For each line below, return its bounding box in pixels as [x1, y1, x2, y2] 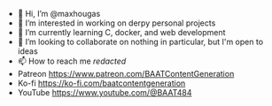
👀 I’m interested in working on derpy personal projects [17, 18, 216, 28]
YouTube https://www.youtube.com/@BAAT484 [17, 87, 192, 97]
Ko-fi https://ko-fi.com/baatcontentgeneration [17, 78, 186, 88]
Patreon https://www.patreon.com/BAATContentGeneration [17, 69, 235, 79]
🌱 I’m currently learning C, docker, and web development [17, 27, 226, 37]
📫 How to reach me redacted [17, 56, 127, 66]
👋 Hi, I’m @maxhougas [17, 9, 101, 19]
